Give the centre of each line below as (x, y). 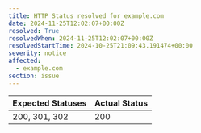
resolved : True (34, 31)
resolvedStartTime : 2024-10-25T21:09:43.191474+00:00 (101, 46)
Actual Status (121, 103)
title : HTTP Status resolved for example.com (86, 16)
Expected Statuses (50, 103)
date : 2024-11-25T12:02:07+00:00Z (67, 23)
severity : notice (38, 53)
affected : (25, 61)
